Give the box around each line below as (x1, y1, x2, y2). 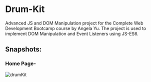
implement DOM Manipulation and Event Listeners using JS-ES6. (5, 30, 139, 36)
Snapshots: (5, 45, 42, 53)
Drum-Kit (5, 3, 45, 15)
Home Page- (5, 60, 36, 67)
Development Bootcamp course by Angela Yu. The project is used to (5, 25, 146, 31)
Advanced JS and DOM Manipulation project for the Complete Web (5, 20, 143, 26)
